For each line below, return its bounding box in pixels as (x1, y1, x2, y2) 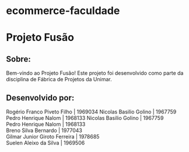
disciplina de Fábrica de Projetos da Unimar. (6, 76, 112, 83)
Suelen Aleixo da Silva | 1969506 (6, 139, 85, 146)
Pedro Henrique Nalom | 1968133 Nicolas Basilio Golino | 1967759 (6, 115, 164, 121)
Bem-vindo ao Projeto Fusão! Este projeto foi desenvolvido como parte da (6, 70, 184, 77)
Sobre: (6, 54, 31, 64)
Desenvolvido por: (6, 92, 75, 103)
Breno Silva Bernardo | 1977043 (6, 127, 83, 134)
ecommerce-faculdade (6, 4, 120, 18)
